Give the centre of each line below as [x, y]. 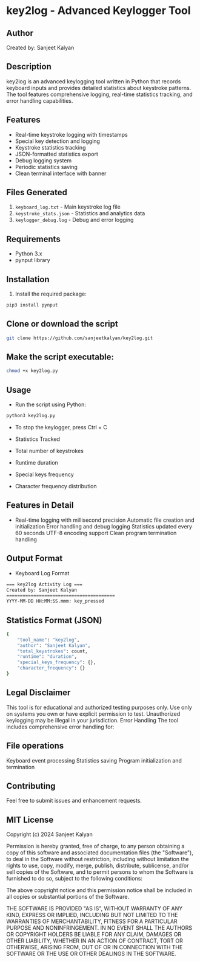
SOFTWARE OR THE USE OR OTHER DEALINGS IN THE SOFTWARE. [91, 954]
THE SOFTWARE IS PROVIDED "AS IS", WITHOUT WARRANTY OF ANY [95, 908]
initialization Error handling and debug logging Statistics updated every [104, 526]
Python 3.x [28, 254]
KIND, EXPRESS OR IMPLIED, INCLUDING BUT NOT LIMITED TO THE [92, 915]
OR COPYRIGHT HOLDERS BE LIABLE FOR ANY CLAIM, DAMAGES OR [94, 935]
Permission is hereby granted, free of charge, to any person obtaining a [95, 846]
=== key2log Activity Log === [45, 584]
